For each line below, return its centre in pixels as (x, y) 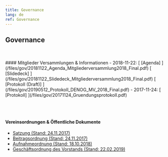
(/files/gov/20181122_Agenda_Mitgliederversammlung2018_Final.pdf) (77, 68)
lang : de (14, 15)
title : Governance (25, 10)
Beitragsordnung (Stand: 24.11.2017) (50, 139)
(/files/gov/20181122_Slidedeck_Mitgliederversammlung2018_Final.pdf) (79, 79)
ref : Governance (22, 19)
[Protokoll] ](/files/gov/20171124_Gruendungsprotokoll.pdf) (66, 95)
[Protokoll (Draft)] (24, 85)
